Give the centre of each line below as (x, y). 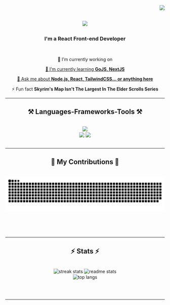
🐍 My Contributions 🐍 (85, 162)
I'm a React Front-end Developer (85, 39)
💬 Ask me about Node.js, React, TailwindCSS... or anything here (85, 79)
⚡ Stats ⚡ (85, 251)
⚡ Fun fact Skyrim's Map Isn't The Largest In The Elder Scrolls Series (85, 89)
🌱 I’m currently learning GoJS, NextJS (85, 69)
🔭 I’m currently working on (85, 60)
